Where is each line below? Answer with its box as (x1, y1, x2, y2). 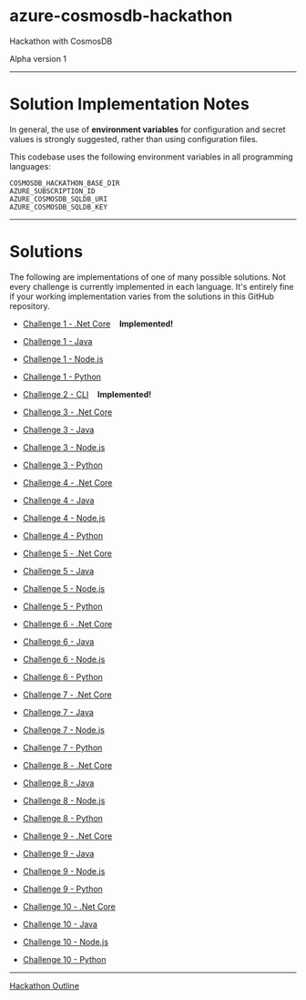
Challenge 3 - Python (22, 459, 103, 470)
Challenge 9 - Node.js (22, 865, 106, 876)
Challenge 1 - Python (22, 371, 102, 382)
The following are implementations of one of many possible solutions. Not (9, 271, 287, 283)
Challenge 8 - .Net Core (22, 759, 113, 770)
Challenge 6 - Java (22, 635, 95, 647)
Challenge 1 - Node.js (22, 353, 104, 365)
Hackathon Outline (9, 980, 80, 991)
